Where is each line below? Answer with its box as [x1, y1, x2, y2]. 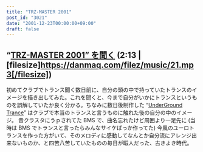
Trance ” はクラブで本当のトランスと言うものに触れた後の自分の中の [6, 109, 177, 116]
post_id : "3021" [6, 15, 47, 21]
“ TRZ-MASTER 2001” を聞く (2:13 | [6, 50, 142, 60]
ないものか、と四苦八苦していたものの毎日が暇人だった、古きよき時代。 [11, 139, 193, 147]
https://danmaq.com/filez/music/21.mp [40, 60, 194, 70]
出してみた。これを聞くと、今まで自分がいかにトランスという [38, 94, 193, 101]
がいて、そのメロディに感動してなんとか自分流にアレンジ [48, 132, 192, 139]
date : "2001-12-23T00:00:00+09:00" [6, 20, 97, 26]
